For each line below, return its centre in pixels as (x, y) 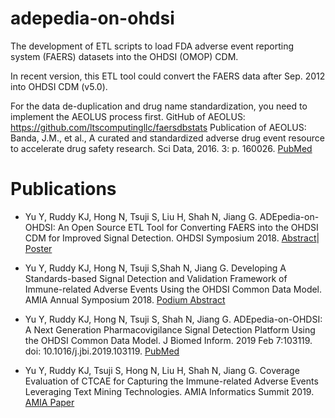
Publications (63, 189)
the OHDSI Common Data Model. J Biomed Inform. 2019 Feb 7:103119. (168, 340)
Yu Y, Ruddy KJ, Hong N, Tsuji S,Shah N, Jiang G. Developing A (155, 268)
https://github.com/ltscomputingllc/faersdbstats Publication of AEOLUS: (158, 127)
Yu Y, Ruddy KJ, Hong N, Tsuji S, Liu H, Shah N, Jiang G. (141, 216)
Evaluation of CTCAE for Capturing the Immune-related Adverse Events (171, 381)
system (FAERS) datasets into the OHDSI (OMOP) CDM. (124, 56)
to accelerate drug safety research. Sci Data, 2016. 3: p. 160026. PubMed (161, 148)
